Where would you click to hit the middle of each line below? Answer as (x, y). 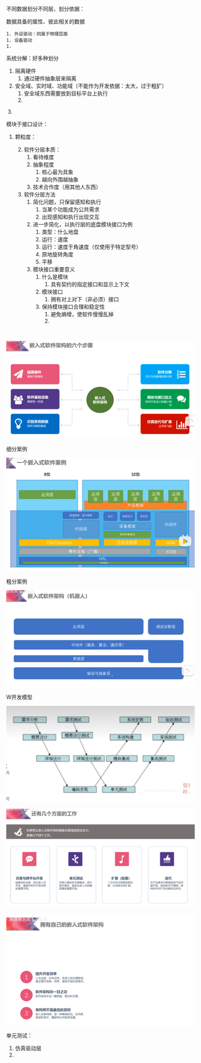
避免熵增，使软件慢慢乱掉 (82, 314)
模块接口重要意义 (54, 269)
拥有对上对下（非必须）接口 (85, 299)
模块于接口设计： (27, 124)
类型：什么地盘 (60, 232)
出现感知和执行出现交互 (71, 217)
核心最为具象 (57, 172)
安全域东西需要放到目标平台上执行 (66, 93)
